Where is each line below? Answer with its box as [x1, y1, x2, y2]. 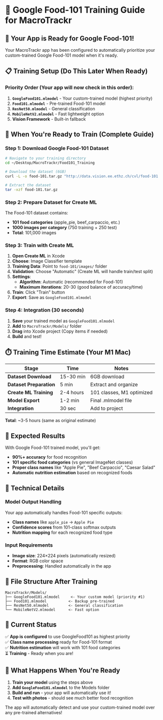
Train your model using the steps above [12, 679, 93, 685]
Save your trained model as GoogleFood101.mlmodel [12, 318, 115, 324]
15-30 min [60, 373, 86, 380]
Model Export [7, 397, 40, 404]
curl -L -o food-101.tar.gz [5, 174, 62, 179]
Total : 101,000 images [12, 230, 57, 235]
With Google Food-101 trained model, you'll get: [5, 445, 101, 451]
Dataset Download [7, 373, 52, 380]
